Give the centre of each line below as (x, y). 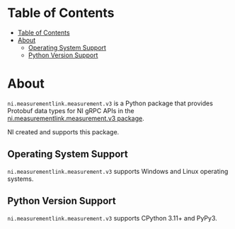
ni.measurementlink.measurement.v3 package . (76, 118)
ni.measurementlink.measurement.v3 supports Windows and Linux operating (118, 171)
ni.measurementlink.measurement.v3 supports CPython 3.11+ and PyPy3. (112, 218)
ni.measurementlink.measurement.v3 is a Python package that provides (110, 103)
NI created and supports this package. (63, 131)
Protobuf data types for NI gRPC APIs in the (71, 110)
